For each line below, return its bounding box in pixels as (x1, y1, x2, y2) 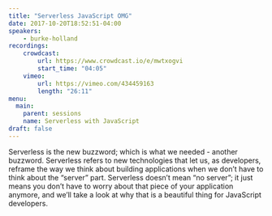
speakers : (8, 27, 42, 35)
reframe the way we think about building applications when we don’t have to (8, 163, 264, 174)
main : (15, 102, 35, 110)
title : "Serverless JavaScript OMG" (8, 11, 132, 20)
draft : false (8, 125, 53, 133)
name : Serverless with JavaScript (23, 117, 140, 125)
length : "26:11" (37, 87, 93, 95)
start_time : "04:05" (37, 65, 107, 73)
